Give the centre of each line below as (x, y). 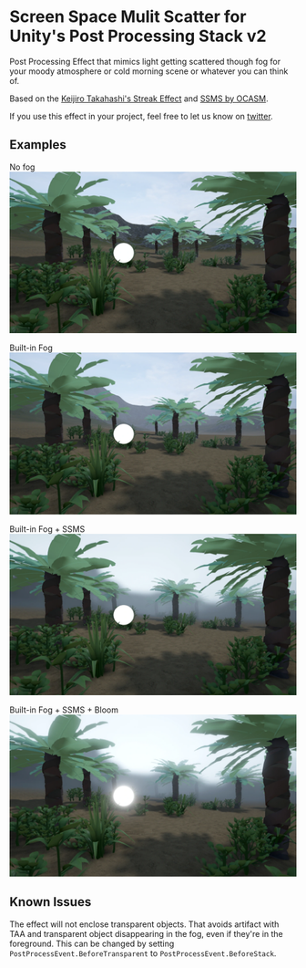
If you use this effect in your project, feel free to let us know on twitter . (141, 116)
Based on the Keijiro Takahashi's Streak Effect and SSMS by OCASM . (139, 99)
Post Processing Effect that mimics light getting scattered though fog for (145, 61)
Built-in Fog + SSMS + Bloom (64, 710)
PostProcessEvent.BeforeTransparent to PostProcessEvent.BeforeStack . (143, 953)
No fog (22, 167)
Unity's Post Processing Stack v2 (138, 36)
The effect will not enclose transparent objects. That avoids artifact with (144, 924)
